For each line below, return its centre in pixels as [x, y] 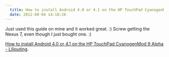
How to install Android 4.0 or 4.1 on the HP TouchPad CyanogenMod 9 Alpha [84, 43]
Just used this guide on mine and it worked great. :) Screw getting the [77, 28]
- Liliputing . [17, 49]
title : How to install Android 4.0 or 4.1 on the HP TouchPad [76, 10]
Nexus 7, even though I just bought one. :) [48, 34]
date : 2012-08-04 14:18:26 [38, 14]
